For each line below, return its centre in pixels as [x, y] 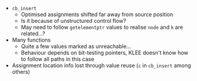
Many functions [31, 40]
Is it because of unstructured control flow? [73, 21]
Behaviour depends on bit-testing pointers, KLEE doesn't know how [105, 52]
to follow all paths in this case [57, 59]
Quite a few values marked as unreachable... [76, 46]
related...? [33, 34]
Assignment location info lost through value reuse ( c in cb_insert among [101, 65]
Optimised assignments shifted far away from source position [97, 14]
